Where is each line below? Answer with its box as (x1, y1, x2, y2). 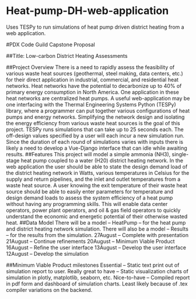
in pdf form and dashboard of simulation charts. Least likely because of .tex (6, 280, 188, 287)
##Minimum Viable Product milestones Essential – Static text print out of (6, 262, 180, 269)
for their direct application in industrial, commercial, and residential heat (6, 76, 179, 83)
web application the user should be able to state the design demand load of (6, 163, 188, 170)
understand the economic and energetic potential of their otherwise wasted (6, 212, 188, 220)
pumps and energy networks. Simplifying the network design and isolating (6, 113, 185, 121)
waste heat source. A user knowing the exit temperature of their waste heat (6, 181, 188, 188)
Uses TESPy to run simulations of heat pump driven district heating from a (6, 23, 185, 30)
